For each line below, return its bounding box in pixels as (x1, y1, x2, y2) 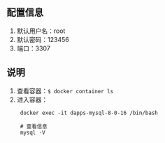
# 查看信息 (20, 123, 48, 130)
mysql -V (20, 129, 46, 136)
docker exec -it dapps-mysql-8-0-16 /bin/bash (20, 109, 158, 116)
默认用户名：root (16, 27, 66, 35)
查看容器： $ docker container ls (16, 86, 114, 95)
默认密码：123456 (16, 35, 69, 43)
